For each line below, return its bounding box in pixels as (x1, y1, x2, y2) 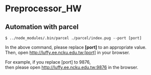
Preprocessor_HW (5, 3, 82, 14)
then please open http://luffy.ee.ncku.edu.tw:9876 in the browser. (5, 65, 139, 70)
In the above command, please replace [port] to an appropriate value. (5, 44, 147, 50)
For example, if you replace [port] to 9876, (5, 59, 91, 65)
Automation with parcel (5, 23, 79, 31)
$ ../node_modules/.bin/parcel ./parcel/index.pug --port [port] (5, 36, 142, 40)
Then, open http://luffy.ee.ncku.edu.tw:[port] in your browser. (5, 50, 130, 55)
